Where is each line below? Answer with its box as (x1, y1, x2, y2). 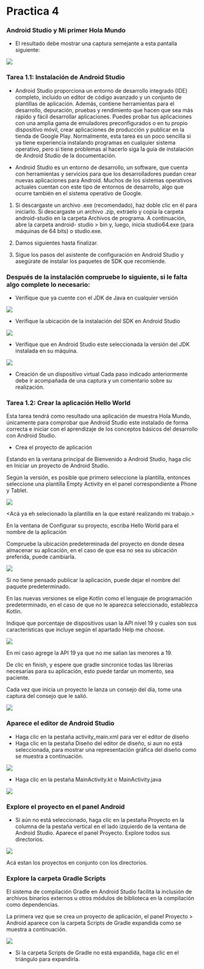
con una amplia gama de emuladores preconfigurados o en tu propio (15, 119, 188, 126)
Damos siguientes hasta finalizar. (15, 239, 99, 247)
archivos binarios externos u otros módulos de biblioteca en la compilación (6, 895, 195, 902)
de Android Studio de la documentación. (15, 151, 117, 159)
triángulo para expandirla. (15, 956, 80, 963)
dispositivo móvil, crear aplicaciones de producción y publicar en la (15, 126, 185, 133)
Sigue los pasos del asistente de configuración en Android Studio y (15, 251, 184, 258)
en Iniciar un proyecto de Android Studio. (6, 462, 110, 469)
